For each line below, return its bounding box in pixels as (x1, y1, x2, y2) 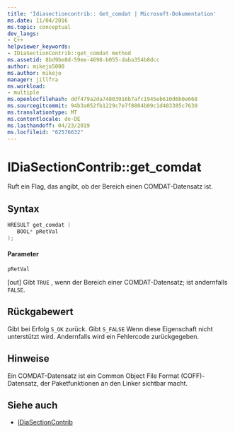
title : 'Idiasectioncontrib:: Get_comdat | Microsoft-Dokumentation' (7, 10, 217, 18)
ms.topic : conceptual (7, 23, 71, 30)
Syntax (7, 203, 40, 215)
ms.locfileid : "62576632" (7, 129, 84, 136)
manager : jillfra (7, 76, 59, 83)
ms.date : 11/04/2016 (7, 17, 69, 24)
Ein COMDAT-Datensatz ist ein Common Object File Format (7, 372, 180, 380)
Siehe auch (7, 399, 58, 411)
